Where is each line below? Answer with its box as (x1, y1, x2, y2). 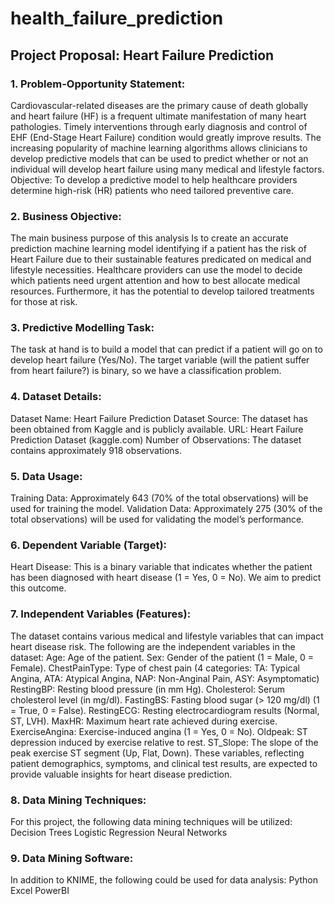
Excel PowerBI (10, 885, 70, 897)
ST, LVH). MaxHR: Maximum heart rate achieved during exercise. (10, 715, 278, 727)
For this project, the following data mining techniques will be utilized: (10, 815, 293, 827)
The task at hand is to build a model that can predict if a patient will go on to (10, 343, 323, 356)
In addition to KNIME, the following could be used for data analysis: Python (10, 874, 318, 886)
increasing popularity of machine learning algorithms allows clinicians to (10, 142, 308, 154)
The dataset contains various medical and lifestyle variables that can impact (10, 630, 324, 642)
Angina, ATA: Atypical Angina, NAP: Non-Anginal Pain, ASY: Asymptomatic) (10, 672, 320, 684)
